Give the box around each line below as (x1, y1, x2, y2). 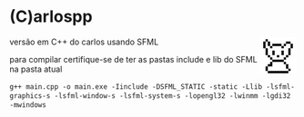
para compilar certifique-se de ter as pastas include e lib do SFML (9, 54, 258, 64)
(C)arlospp (9, 6, 93, 27)
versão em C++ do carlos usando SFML (9, 36, 159, 47)
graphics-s (9, 91, 51, 101)
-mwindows (9, 100, 47, 110)
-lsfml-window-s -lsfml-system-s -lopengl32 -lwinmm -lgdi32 (54, 91, 291, 101)
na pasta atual (9, 63, 63, 74)
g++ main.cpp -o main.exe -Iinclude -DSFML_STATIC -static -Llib (9, 82, 262, 92)
